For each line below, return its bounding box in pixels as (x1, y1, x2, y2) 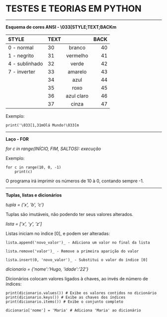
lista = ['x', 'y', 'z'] (5, 221, 42, 227)
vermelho (66, 52, 89, 59)
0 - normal (8, 44, 34, 51)
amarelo (67, 68, 87, 75)
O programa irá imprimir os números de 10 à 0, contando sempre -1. (5, 178, 144, 184)
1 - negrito (8, 52, 34, 59)
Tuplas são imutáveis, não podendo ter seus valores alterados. (5, 211, 133, 217)
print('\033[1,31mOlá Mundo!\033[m (5, 122, 79, 128)
